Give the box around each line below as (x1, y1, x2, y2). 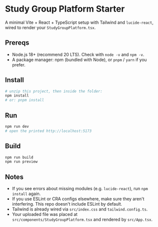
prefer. (12, 62, 26, 67)
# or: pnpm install (5, 98, 44, 103)
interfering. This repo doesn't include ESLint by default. (12, 201, 122, 207)
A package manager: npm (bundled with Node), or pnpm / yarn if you (12, 57, 147, 63)
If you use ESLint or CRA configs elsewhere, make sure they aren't (12, 196, 144, 202)
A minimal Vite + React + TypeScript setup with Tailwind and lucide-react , (5, 19, 154, 25)
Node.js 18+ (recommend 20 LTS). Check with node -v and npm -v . (12, 51, 144, 57)
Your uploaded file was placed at (12, 211, 78, 217)
